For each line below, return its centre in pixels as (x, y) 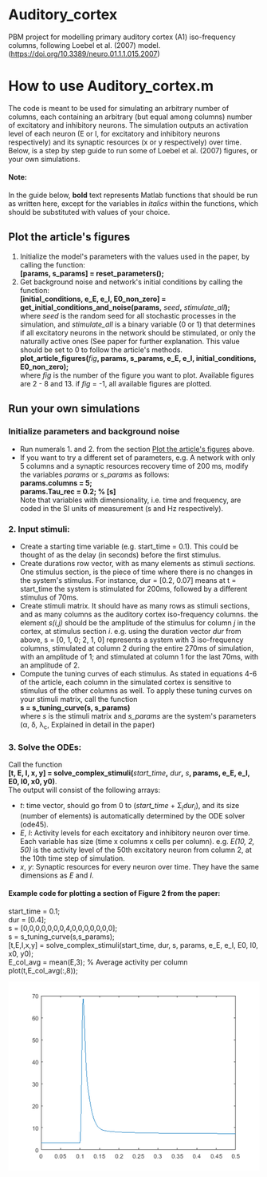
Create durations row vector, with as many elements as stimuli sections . (137, 563)
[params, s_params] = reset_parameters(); (92, 273)
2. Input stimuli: (39, 529)
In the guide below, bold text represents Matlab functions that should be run (133, 195)
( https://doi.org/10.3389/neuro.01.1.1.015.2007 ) (84, 53)
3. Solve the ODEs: (45, 747)
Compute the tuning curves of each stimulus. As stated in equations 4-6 (138, 673)
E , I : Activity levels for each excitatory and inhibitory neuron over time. (135, 833)
